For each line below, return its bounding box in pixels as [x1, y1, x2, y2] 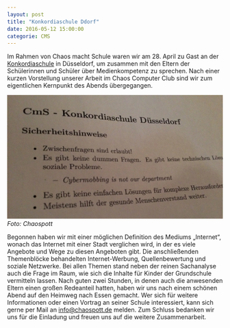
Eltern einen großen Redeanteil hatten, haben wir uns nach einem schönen [7, 284, 218, 292]
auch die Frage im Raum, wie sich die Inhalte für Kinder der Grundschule [7, 269, 212, 277]
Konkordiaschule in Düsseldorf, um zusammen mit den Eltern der [7, 60, 190, 68]
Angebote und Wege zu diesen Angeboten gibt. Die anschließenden [7, 247, 199, 256]
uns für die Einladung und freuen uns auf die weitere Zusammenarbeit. [7, 313, 207, 321]
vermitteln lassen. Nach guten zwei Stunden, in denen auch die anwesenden [7, 277, 223, 285]
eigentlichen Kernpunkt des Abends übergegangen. [7, 81, 153, 90]
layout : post [7, 11, 44, 18]
